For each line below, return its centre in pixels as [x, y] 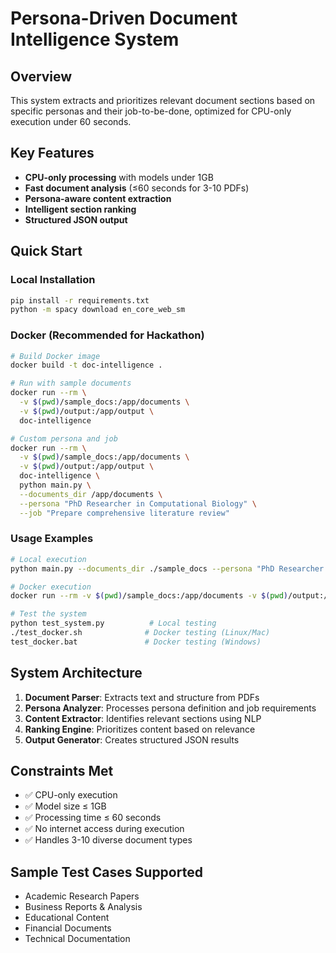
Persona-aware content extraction [98, 198]
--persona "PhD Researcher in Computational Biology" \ [138, 503]
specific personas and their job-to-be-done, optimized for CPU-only [151, 111]
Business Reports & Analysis [83, 907]
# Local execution [48, 559]
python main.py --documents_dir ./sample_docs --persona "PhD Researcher [167, 568]
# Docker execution [51, 587]
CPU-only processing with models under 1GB [119, 177]
